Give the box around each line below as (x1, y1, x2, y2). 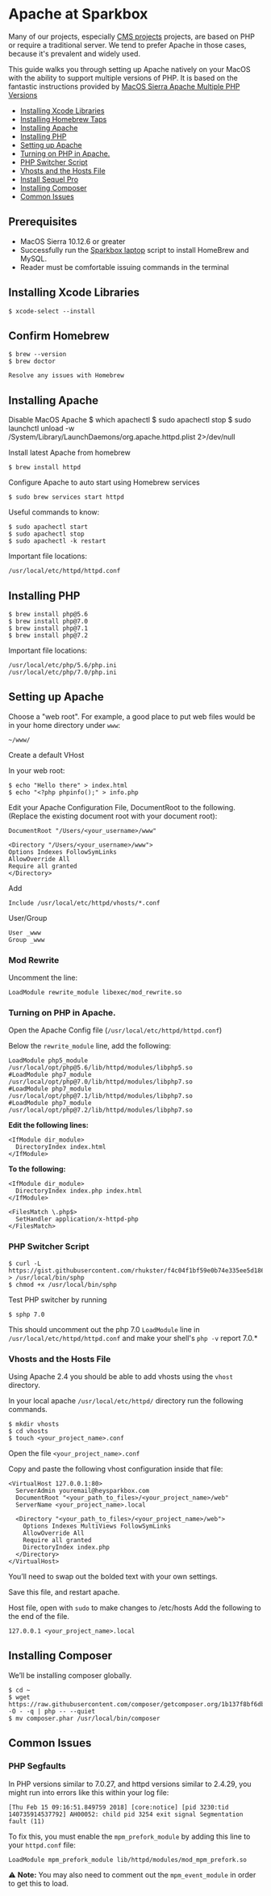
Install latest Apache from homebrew (8, 448, 131, 457)
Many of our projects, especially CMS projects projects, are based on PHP (8, 32, 256, 41)
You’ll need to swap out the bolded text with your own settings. (8, 1572, 218, 1581)
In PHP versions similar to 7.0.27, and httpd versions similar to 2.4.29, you (8, 1779, 252, 1789)
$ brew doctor (8, 357, 56, 366)
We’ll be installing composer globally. (8, 1670, 131, 1680)
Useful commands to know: (8, 507, 100, 517)
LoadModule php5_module (8, 1057, 89, 1065)
